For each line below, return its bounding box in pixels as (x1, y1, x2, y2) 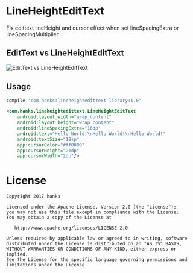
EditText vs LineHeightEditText (6, 48, 125, 58)
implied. (6, 251, 28, 257)
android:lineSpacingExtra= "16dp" (17, 125, 101, 131)
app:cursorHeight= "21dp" (17, 148, 80, 154)
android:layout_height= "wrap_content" (17, 119, 115, 126)
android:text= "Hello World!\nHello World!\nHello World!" (17, 131, 166, 137)
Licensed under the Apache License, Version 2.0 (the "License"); (6, 204, 177, 210)
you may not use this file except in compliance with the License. (6, 209, 180, 215)
